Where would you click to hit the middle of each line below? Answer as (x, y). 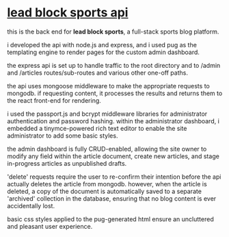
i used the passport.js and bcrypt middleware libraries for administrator (107, 114)
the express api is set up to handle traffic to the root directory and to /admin (114, 65)
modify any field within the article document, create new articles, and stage (113, 156)
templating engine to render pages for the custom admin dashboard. (104, 52)
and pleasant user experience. (50, 226)
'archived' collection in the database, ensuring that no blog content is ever (112, 198)
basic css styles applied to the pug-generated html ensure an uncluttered (110, 219)
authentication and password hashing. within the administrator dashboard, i (113, 121)
